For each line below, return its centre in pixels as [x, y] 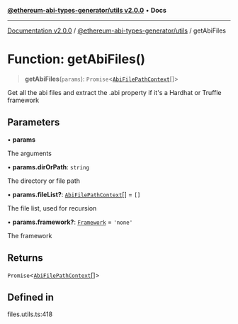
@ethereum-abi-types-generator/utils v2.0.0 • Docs [87, 10]
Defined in [31, 297]
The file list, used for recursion [52, 208]
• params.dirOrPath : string [49, 167]
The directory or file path [44, 181]
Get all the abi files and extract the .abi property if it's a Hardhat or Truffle [114, 92]
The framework [30, 235]
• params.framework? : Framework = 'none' [70, 222]
